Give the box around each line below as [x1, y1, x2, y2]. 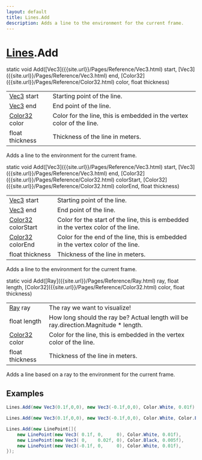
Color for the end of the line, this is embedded [57, 233, 187, 241]
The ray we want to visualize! [49, 304, 131, 312]
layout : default [6, 8, 47, 15]
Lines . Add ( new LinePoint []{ [6, 426, 77, 432]
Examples [6, 388, 44, 399]
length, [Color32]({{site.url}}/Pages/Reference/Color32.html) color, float [6, 284, 185, 291]
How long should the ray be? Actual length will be [49, 313, 188, 322]
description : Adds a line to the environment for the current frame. [6, 20, 185, 26]
